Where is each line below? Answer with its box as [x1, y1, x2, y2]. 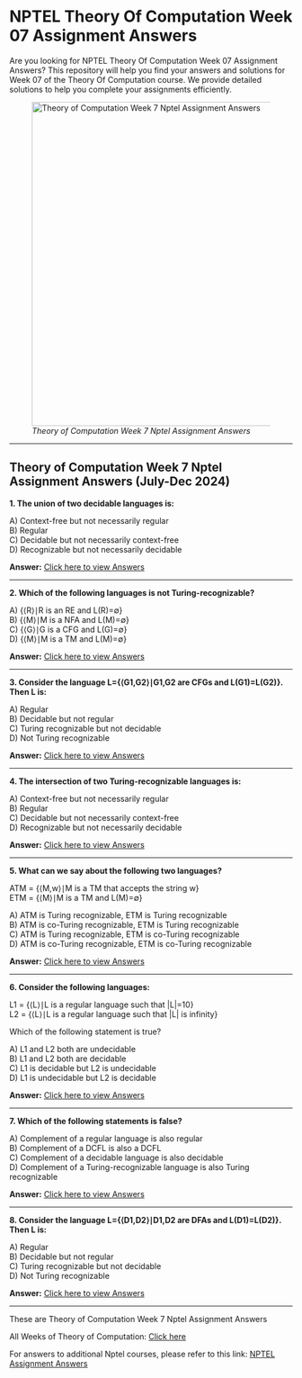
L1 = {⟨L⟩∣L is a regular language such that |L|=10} [9, 999, 194, 1010]
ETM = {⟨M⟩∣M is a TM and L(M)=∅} [9, 892, 143, 903]
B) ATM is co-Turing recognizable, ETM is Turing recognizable [9, 919, 240, 930]
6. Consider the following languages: [9, 981, 150, 992]
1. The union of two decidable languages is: [9, 498, 175, 509]
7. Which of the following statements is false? [9, 1115, 182, 1126]
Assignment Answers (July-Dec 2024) [9, 474, 231, 490]
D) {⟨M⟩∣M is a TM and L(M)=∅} [9, 633, 128, 644]
